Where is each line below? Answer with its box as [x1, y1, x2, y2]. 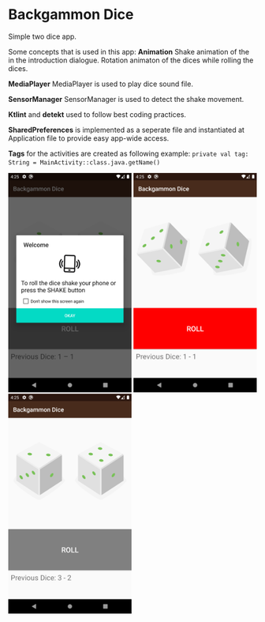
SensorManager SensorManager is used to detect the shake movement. [8, 94, 244, 104]
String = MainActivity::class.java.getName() [8, 158, 160, 167]
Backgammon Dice [8, 6, 134, 24]
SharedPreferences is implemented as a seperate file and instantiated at [8, 125, 244, 134]
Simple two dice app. [8, 32, 77, 41]
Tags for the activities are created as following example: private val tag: [8, 149, 249, 158]
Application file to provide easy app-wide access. [8, 133, 170, 143]
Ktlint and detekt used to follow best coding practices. [8, 109, 187, 119]
